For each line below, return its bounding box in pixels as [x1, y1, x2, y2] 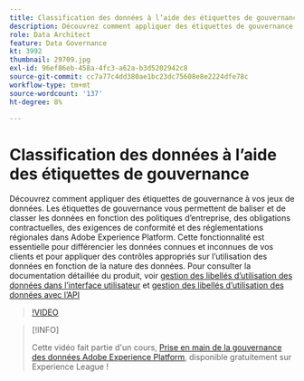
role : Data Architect [9, 30, 91, 39]
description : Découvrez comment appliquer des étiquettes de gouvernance [9, 22, 294, 31]
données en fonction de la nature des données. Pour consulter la [9, 261, 252, 271]
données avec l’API [9, 290, 80, 300]
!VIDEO [31, 307, 59, 318]
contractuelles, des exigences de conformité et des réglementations [9, 223, 264, 233]
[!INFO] [31, 325, 60, 336]
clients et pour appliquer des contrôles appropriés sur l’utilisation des [9, 251, 268, 262]
